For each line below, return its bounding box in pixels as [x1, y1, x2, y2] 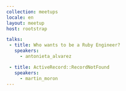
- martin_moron [19, 75, 59, 81]
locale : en [6, 14, 34, 20]
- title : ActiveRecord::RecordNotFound [8, 64, 110, 70]
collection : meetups [6, 8, 59, 15]
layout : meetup [6, 20, 45, 26]
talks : [6, 37, 23, 43]
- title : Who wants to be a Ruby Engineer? [8, 42, 121, 48]
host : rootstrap [6, 25, 47, 32]
